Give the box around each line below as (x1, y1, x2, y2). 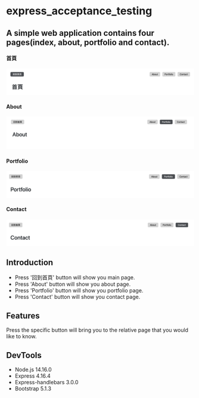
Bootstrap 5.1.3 (14, 385, 52, 392)
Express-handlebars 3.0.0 (14, 379, 79, 386)
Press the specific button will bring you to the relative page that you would (6, 326, 189, 334)
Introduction (6, 258, 54, 267)
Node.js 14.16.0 (14, 366, 52, 374)
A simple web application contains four (6, 28, 155, 38)
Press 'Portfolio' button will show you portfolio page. (14, 287, 144, 294)
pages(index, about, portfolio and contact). (6, 37, 170, 47)
